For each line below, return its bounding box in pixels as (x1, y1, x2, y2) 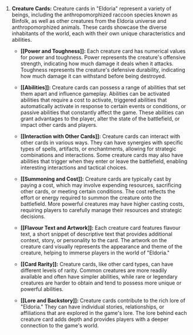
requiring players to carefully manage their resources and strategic (20, 207, 182, 213)
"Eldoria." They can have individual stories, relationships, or (20, 303, 164, 310)
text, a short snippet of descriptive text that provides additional (20, 230, 173, 237)
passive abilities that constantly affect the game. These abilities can (20, 109, 185, 116)
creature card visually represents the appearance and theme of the (20, 243, 183, 250)
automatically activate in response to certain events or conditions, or (20, 103, 187, 109)
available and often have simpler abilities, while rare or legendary (20, 273, 178, 280)
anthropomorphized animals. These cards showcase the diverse (11, 24, 167, 31)
